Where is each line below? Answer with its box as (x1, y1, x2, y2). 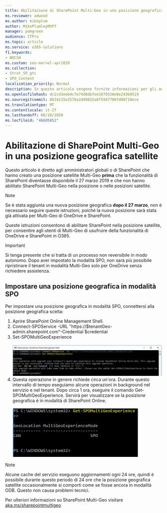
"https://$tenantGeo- (69, 323, 113, 329)
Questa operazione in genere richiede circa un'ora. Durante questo (12, 376, 150, 382)
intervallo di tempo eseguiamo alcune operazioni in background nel (12, 381, 151, 387)
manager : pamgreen (5, 29, 43, 34)
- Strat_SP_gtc (5, 71, 37, 76)
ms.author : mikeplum (5, 18, 48, 23)
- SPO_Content (5, 76, 35, 81)
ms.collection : (5, 66, 37, 71)
